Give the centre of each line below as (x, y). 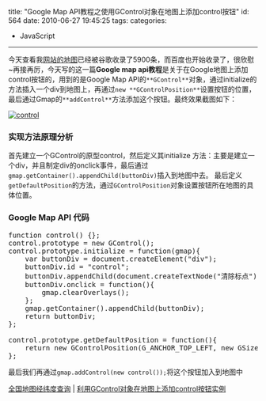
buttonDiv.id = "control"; (77, 267)
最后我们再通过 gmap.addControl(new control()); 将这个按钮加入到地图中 (125, 372)
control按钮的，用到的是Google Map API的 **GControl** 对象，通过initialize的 (133, 79)
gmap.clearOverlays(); (85, 292)
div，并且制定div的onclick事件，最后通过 (82, 165)
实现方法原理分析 (41, 137)
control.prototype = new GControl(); (82, 243)
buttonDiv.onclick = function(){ (90, 284)
